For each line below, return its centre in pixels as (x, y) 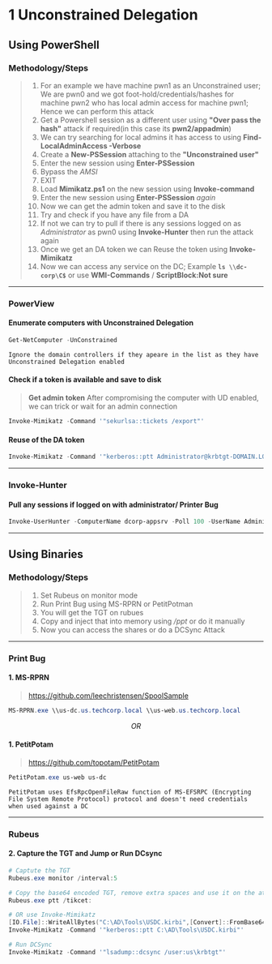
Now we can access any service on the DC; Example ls (133, 266)
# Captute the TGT (39, 870)
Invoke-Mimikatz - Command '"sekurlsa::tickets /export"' (106, 422)
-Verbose (125, 146)
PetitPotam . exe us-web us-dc (57, 777)
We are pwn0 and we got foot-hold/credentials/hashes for (137, 94)
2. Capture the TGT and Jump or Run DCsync (85, 854)
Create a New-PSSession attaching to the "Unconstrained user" (149, 154)
